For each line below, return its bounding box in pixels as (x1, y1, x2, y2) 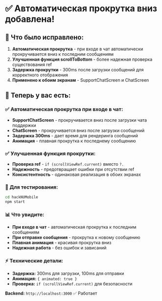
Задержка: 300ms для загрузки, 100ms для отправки (12, 270, 124, 276)
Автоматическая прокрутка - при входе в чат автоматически (12, 46, 143, 52)
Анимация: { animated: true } (12, 276, 77, 281)
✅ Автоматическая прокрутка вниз (5, 3, 158, 14)
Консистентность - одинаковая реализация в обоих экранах (12, 172, 141, 177)
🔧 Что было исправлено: (5, 33, 84, 42)
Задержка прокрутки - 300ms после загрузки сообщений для (12, 67, 144, 72)
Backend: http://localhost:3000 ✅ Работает (5, 290, 97, 296)
